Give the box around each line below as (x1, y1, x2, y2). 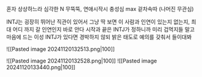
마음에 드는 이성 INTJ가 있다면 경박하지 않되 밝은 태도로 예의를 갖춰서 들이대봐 (6, 33, 192, 41)
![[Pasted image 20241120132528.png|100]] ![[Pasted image (6, 57, 157, 64)
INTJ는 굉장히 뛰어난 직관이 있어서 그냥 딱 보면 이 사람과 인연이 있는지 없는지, (6, 18, 190, 25)
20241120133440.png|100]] (6, 64, 76, 71)
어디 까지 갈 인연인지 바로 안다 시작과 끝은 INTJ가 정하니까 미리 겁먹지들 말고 (12, 26, 195, 33)
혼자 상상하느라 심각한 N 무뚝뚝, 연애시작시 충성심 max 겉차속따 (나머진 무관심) (6, 5, 194, 12)
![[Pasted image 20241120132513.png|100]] (6, 45, 115, 53)
